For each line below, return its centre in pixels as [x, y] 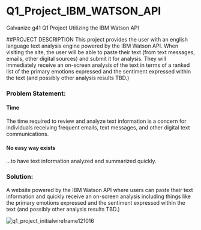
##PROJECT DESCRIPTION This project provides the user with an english [97, 39]
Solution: [20, 177]
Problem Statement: [36, 93]
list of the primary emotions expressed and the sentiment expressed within [99, 71]
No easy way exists [31, 148]
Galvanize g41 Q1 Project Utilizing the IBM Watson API [73, 28]
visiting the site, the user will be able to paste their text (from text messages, [100, 52]
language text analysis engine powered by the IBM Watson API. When [92, 46]
